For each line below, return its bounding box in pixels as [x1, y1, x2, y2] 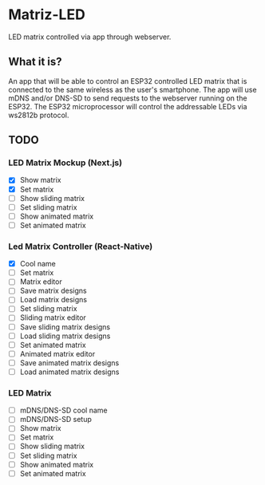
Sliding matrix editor [19, 313, 86, 322]
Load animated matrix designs [19, 367, 120, 377]
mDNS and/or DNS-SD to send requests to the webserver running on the [8, 93, 247, 103]
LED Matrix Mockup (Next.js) [8, 157, 122, 168]
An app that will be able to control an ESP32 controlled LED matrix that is [8, 76, 247, 85]
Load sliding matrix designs [19, 331, 111, 341]
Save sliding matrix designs [19, 321, 110, 332]
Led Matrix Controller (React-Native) [8, 241, 153, 252]
